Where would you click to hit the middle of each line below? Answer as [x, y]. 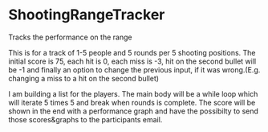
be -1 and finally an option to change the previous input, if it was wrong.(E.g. [134, 69]
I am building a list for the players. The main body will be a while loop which [133, 93]
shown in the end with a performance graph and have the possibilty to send [134, 111]
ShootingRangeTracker [87, 15]
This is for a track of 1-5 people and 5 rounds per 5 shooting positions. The [132, 52]
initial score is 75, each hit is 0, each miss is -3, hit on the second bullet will [132, 61]
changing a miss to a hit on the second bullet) [83, 78]
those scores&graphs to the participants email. [85, 119]
